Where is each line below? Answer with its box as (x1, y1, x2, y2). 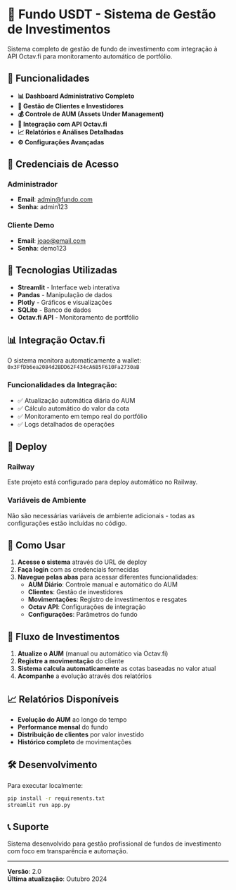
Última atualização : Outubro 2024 (7, 875, 107, 883)
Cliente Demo (7, 220, 55, 230)
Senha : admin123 (17, 203, 68, 211)
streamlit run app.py (7, 801, 71, 808)
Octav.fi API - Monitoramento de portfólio (17, 313, 139, 321)
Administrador (7, 180, 58, 189)
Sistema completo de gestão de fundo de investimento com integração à (7, 44, 218, 53)
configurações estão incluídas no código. (7, 519, 127, 527)
